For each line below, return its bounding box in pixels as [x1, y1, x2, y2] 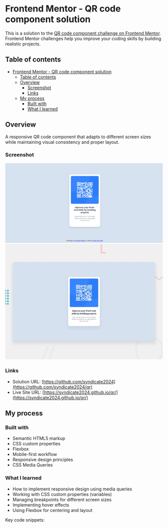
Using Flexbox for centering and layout [12, 507, 92, 513]
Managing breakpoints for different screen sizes [12, 496, 111, 502]
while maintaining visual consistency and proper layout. [5, 139, 119, 145]
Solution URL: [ [12, 378, 43, 384]
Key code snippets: [5, 516, 45, 523]
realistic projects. [5, 41, 41, 47]
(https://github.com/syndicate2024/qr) [12, 384, 92, 390]
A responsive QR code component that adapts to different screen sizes [5, 134, 151, 140]
